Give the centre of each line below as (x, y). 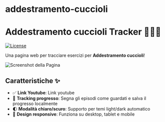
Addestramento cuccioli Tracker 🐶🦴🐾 (83, 32)
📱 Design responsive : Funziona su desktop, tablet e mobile (73, 114)
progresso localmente (35, 104)
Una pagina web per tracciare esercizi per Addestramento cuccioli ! (75, 55)
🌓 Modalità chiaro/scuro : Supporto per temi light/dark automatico (81, 109)
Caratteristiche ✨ (33, 81)
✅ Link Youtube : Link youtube (43, 93)
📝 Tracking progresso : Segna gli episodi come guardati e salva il (79, 98)
